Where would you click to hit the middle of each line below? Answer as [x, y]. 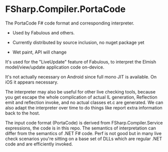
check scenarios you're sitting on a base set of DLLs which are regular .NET [84, 138]
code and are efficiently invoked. [39, 144]
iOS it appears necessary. [32, 82]
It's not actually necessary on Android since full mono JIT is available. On [81, 76]
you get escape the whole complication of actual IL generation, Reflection [81, 97]
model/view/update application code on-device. [55, 67]
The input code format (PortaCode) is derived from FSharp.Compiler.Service [84, 122]
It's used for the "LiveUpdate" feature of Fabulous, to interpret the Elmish [81, 61]
